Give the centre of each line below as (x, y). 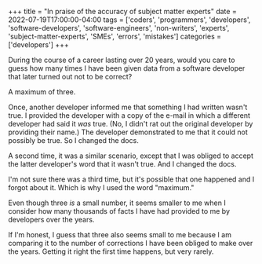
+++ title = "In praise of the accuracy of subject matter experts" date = (122, 11)
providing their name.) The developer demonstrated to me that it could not (128, 132)
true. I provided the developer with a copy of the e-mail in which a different (129, 115)
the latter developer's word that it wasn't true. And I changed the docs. (122, 164)
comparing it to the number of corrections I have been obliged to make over (131, 243)
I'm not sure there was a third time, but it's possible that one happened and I (131, 179)
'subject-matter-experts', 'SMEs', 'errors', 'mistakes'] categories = (115, 36)
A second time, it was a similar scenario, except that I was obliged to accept (131, 156)
